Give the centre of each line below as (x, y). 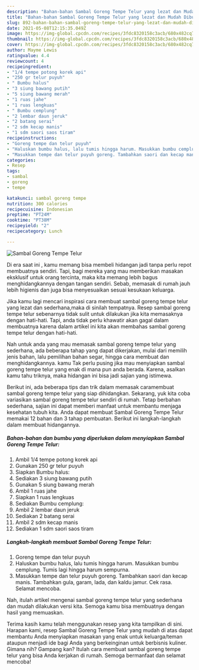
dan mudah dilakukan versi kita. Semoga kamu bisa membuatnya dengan (96, 606)
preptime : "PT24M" (29, 215)
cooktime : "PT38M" (29, 220)
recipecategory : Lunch (35, 231)
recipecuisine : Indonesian (40, 209)
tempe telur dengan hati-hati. (42, 332)
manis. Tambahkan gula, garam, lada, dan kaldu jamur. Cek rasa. (94, 582)
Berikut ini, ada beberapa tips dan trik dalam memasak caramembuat (90, 387)
